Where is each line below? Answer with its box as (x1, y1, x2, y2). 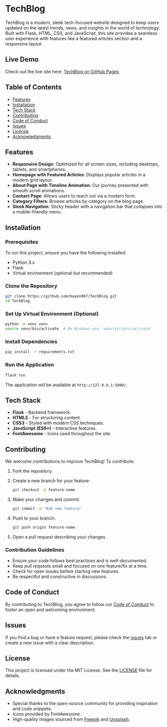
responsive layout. (5, 40, 43, 46)
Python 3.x (12, 259, 35, 265)
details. (5, 673, 20, 679)
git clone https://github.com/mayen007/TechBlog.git (5, 294, 117, 299)
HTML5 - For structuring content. (12, 415, 81, 421)
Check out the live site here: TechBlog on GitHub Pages (5, 68, 119, 74)
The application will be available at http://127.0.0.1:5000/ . (5, 382, 128, 388)
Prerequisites (5, 238, 38, 245)
